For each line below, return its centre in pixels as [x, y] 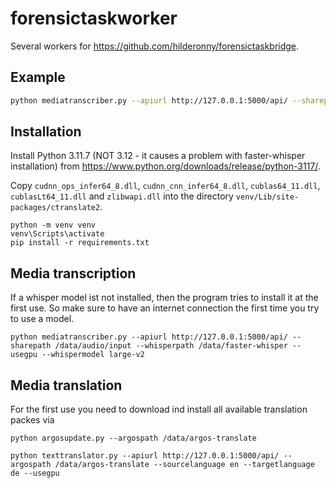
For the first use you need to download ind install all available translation [159, 409]
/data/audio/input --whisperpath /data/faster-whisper [171, 346]
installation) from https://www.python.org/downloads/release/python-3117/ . [165, 166]
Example [38, 77]
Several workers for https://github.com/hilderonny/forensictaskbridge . [155, 46]
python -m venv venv [53, 225]
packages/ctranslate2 [55, 208]
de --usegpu [35, 473]
